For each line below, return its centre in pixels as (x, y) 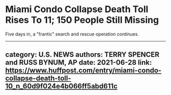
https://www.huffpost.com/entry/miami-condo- (83, 70)
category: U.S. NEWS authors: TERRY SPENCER (82, 55)
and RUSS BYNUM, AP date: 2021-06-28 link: (79, 62)
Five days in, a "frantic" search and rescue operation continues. (72, 34)
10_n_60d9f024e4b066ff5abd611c (62, 86)
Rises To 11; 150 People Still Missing (82, 20)
